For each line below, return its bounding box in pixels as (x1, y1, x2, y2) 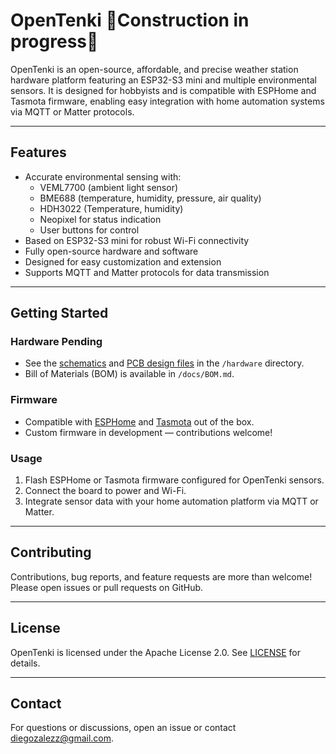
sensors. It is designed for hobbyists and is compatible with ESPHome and (10, 84, 317, 96)
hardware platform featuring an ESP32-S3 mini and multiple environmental (10, 74, 317, 86)
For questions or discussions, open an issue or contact (10, 722, 237, 734)
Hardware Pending (10, 335, 103, 349)
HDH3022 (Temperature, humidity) (39, 202, 184, 214)
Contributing (10, 544, 92, 561)
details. (10, 657, 41, 669)
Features (10, 144, 67, 161)
